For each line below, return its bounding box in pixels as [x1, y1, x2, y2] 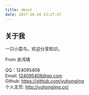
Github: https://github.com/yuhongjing [5, 78, 84, 84]
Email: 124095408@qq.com [5, 73, 62, 79]
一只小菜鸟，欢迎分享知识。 [5, 46, 62, 52]
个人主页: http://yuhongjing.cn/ [5, 84, 69, 90]
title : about [5, 7, 32, 12]
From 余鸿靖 [5, 56, 30, 62]
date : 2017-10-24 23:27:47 [5, 12, 61, 17]
